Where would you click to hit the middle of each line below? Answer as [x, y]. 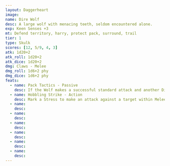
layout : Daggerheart [27, 10]
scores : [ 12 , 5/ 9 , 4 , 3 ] [31, 48]
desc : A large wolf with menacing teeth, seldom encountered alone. [79, 24]
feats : [12, 80]
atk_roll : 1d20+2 [24, 57]
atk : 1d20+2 [18, 52]
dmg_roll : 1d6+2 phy [27, 71]
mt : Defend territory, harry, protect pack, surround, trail [71, 33]
